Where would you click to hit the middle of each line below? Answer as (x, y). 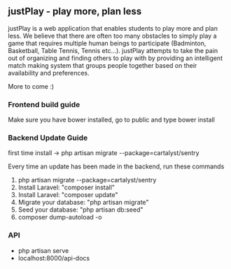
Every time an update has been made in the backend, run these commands (116, 166)
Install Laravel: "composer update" (68, 195)
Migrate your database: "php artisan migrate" (83, 203)
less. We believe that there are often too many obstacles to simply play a (112, 36)
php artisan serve (43, 250)
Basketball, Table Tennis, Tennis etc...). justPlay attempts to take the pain (113, 50)
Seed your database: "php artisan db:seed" (80, 210)
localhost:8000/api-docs (54, 258)
